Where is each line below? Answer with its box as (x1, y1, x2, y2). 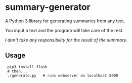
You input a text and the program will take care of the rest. (5, 27, 124, 33)
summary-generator (5, 1, 90, 13)
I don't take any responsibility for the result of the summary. (5, 37, 128, 43)
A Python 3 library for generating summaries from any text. (5, 18, 125, 24)
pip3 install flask (7, 64, 48, 69)
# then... (7, 69, 28, 74)
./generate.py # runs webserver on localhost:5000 (7, 73, 119, 78)
